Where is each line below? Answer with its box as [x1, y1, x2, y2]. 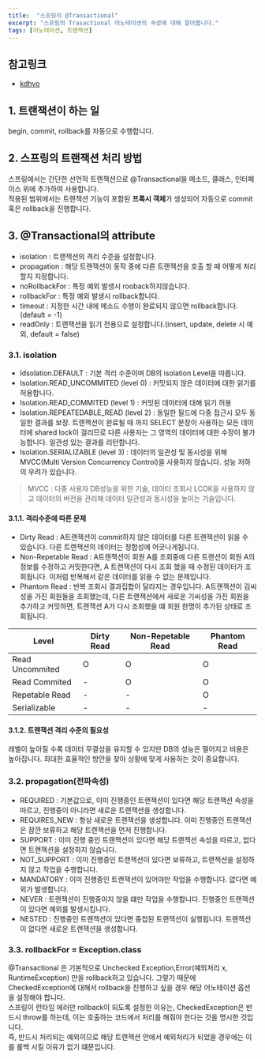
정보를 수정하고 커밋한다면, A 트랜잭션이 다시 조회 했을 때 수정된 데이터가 [19, 562, 244, 571]
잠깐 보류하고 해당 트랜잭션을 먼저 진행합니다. [28, 825, 167, 835]
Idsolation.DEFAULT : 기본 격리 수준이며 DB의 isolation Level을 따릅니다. [19, 368, 246, 378]
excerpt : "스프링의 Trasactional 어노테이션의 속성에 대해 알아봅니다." [8, 19, 219, 27]
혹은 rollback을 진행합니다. [8, 203, 91, 213]
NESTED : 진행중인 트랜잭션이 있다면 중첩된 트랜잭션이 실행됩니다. [19, 914, 224, 923]
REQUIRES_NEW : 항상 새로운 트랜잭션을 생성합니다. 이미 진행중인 [19, 815, 225, 824]
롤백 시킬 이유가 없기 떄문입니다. [16, 1042, 116, 1051]
